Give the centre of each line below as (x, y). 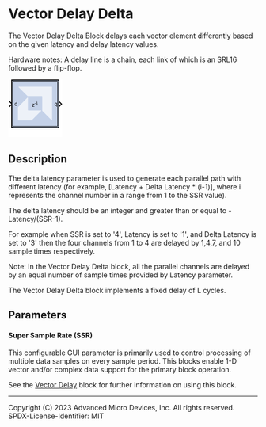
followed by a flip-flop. (45, 67)
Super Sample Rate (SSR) (51, 335)
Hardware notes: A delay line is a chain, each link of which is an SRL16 (123, 59)
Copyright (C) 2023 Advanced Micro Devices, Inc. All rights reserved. (122, 408)
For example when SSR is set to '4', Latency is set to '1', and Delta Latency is (133, 234)
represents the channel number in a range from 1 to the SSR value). (118, 195)
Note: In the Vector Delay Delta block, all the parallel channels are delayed (129, 266)
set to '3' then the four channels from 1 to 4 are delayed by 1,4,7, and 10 (125, 242)
